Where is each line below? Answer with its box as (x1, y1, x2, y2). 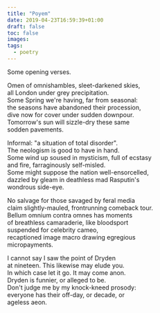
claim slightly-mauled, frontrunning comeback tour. (7, 204, 154, 212)
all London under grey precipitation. (7, 88, 109, 97)
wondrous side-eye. (7, 183, 64, 191)
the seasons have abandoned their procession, (7, 103, 141, 111)
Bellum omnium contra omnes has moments (7, 211, 133, 219)
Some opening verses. (7, 67, 71, 76)
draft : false (7, 23, 45, 30)
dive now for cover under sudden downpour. (7, 110, 134, 118)
